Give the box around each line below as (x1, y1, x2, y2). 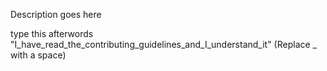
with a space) (10, 49, 67, 61)
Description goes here (10, 9, 102, 20)
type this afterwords (10, 28, 94, 39)
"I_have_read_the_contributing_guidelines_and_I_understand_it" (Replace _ (10, 39, 317, 50)
